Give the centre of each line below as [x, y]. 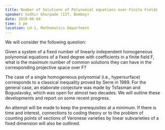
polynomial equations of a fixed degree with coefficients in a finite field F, [80, 57]
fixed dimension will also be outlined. [43, 124]
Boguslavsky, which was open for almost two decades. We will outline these [83, 93]
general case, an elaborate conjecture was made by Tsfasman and [73, 87]
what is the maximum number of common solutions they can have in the [78, 62]
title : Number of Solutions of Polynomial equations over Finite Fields [82, 10]
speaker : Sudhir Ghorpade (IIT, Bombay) [47, 14]
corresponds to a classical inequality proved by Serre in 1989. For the [76, 83]
